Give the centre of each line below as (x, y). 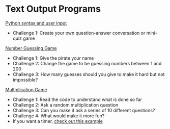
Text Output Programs (53, 9)
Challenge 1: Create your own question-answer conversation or (79, 33)
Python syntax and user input (36, 23)
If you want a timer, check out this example (58, 121)
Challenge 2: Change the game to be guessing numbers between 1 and (87, 63)
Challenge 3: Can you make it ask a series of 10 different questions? (84, 110)
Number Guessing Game (31, 48)
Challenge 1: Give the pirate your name (53, 58)
